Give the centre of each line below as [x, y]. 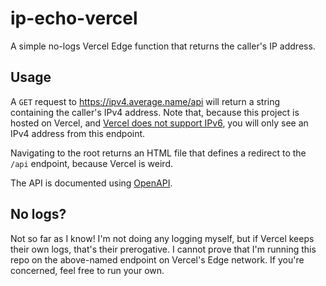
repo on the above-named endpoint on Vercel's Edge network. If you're [157, 259]
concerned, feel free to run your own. [87, 270]
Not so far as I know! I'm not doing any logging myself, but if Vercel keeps [162, 238]
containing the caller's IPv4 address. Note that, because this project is [155, 112]
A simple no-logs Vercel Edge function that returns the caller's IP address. [163, 46]
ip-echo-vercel [74, 18]
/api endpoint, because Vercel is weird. [92, 163]
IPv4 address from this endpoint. [78, 133]
